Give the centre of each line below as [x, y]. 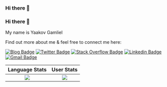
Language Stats [27, 70]
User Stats [64, 70]
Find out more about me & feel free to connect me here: [63, 42]
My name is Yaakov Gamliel [34, 33]
